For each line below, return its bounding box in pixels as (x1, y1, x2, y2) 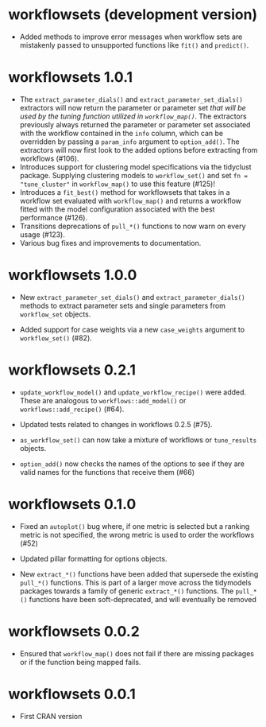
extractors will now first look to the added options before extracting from (19, 145, 258, 154)
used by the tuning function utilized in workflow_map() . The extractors (19, 111, 248, 121)
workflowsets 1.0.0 (8, 266, 137, 284)
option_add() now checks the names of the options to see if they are (19, 459, 245, 468)
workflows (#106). (19, 154, 79, 163)
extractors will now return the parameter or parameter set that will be (19, 103, 246, 112)
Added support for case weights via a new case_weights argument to (19, 325, 245, 334)
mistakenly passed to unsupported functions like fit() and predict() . (19, 40, 249, 49)
